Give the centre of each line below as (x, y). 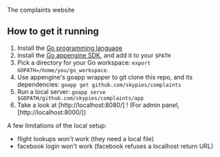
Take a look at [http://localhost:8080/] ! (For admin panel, (98, 105)
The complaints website (41, 10)
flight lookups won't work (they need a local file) (86, 138)
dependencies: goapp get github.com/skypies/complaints (99, 84)
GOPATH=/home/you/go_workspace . (63, 70)
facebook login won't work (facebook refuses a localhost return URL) (115, 146)
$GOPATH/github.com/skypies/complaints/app (80, 98)
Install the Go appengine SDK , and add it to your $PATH (93, 55)
